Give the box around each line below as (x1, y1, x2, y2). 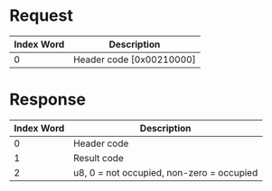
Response (9, 89, 87, 110)
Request (9, 5, 74, 26)
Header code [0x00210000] (73, 53, 196, 66)
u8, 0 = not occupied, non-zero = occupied (73, 166, 258, 178)
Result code (73, 151, 124, 164)
